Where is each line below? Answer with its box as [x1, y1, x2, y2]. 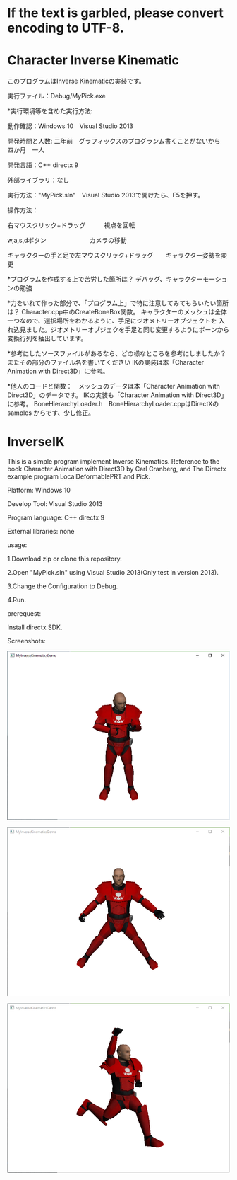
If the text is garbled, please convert [7, 5, 224, 21]
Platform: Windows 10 [7, 486, 71, 495]
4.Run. [7, 596, 27, 605]
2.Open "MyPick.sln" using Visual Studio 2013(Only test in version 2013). [7, 568, 219, 577]
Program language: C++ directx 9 [7, 513, 104, 522]
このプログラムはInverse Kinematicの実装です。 [7, 76, 146, 86]
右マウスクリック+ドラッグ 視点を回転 [7, 221, 135, 229]
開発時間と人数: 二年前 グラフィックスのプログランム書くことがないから [7, 137, 221, 146]
